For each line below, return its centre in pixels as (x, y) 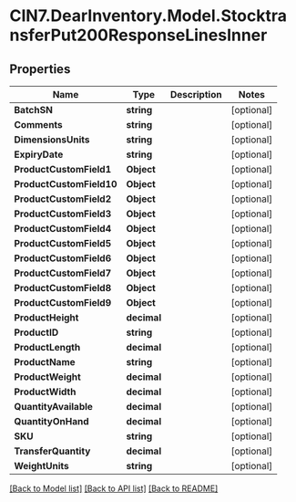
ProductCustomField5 (63, 243)
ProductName (45, 362)
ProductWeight (48, 377)
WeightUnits (42, 466)
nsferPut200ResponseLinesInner (138, 35)
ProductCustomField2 (63, 199)
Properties (40, 69)
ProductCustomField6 (63, 258)
